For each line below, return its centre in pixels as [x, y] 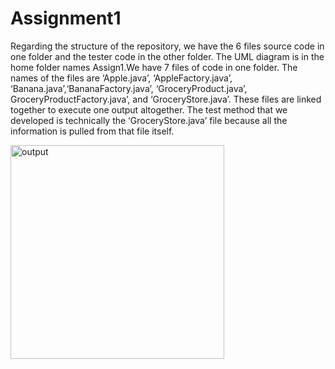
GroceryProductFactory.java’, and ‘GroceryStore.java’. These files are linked [166, 99]
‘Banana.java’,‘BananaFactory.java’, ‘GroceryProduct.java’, [129, 88]
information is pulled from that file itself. [92, 131]
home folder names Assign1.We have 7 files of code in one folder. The [154, 67]
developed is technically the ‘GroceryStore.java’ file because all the [149, 120]
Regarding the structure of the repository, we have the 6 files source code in [167, 46]
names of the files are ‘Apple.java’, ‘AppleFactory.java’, [121, 78]
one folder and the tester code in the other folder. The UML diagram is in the [167, 56]
